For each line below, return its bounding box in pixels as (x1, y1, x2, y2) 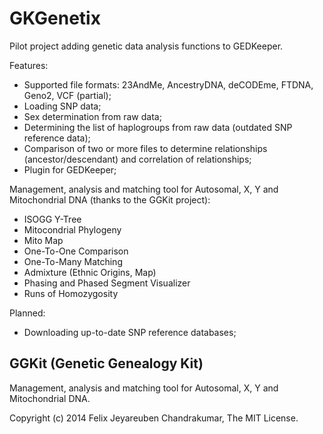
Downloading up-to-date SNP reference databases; (23, 326, 237, 338)
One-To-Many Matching (23, 255, 123, 267)
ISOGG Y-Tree (23, 213, 82, 225)
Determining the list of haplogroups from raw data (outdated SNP (23, 121, 293, 133)
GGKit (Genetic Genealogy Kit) (9, 355, 204, 372)
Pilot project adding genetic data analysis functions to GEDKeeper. (9, 40, 284, 52)
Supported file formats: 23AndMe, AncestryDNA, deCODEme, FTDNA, (23, 78, 314, 91)
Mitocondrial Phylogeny (23, 223, 122, 236)
